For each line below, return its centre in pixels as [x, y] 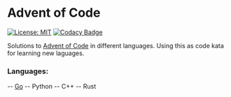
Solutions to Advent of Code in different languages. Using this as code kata [115, 45]
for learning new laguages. [46, 53]
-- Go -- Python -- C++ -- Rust [52, 87]
